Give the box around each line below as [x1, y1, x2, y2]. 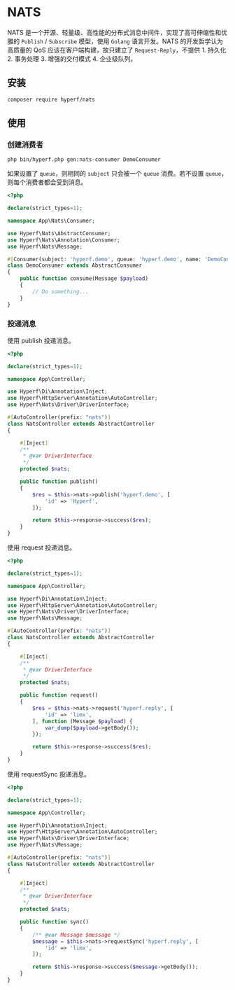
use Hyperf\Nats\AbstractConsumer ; [7, 230, 111, 237]
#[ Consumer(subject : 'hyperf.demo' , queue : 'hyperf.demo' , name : [7, 256, 201, 263]
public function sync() [20, 919, 90, 926]
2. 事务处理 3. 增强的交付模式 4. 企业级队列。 [7, 54, 137, 63]
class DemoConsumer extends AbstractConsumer [7, 262, 142, 270]
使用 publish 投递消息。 [7, 336, 75, 344]
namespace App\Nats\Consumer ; [7, 218, 96, 225]
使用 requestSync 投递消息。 [7, 769, 91, 778]
